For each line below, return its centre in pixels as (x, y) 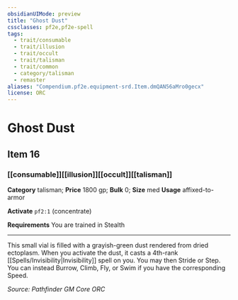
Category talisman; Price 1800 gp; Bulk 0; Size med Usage (94, 190)
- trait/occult (36, 54)
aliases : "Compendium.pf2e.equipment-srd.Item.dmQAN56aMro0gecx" (106, 87)
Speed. (18, 275)
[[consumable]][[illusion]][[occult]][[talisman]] (90, 174)
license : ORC (27, 93)
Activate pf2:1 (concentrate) (50, 211)
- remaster (30, 80)
